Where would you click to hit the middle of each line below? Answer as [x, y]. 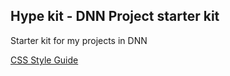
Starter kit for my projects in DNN [79, 40]
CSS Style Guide [44, 60]
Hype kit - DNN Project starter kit [115, 16]
